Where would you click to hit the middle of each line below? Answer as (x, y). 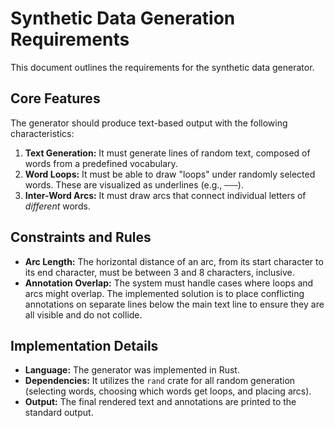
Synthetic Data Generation (123, 18)
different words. (57, 206)
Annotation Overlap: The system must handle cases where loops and (169, 283)
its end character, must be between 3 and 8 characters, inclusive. (159, 272)
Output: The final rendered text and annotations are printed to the (160, 402)
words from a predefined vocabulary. (101, 163)
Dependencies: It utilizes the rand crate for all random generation (160, 381)
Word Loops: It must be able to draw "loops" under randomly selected (170, 174)
